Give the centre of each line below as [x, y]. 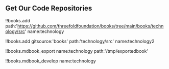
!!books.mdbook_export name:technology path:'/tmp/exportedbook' [77, 51]
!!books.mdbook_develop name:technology [51, 61]
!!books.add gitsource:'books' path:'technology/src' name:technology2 [80, 41]
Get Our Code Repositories [49, 8]
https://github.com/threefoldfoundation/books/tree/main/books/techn [90, 26]
